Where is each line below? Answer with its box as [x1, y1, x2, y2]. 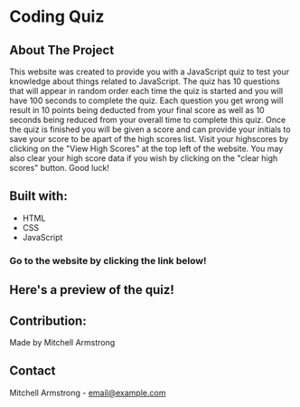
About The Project [9, 43, 115, 58]
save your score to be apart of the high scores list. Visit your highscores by [9, 134, 289, 144]
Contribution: [9, 313, 88, 328]
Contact [9, 364, 56, 379]
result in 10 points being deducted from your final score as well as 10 [9, 105, 265, 115]
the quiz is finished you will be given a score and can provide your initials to [9, 124, 291, 135]
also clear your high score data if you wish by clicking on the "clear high [9, 153, 278, 164]
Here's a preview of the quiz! [9, 282, 174, 298]
